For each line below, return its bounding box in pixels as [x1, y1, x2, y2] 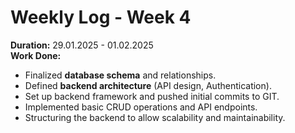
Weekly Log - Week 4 [10, 6, 192, 29]
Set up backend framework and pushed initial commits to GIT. [24, 90, 280, 102]
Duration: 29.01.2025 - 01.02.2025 [10, 39, 154, 51]
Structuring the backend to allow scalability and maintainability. [24, 111, 286, 123]
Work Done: [10, 49, 62, 61]
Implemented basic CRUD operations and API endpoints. [24, 101, 258, 113]
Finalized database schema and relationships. [24, 69, 217, 81]
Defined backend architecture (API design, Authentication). [24, 79, 272, 91]
